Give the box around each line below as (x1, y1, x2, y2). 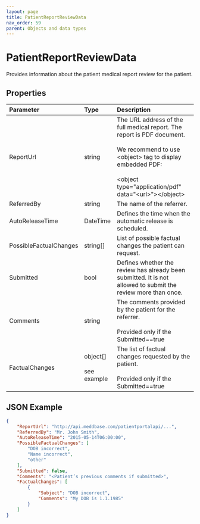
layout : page (6, 8, 39, 15)
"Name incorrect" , (27, 451, 73, 457)
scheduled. (117, 224, 148, 232)
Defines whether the (117, 258, 174, 267)
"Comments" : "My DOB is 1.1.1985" (37, 495, 124, 502)
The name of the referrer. (117, 200, 187, 208)
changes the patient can (117, 242, 185, 249)
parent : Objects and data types (6, 25, 86, 32)
